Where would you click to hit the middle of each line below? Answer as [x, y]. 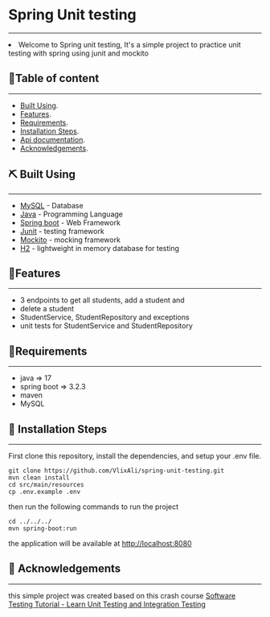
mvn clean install [39, 478]
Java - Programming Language [71, 214]
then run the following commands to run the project [94, 507]
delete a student [47, 309]
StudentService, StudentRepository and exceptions [105, 317]
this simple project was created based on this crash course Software [122, 595]
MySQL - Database [51, 205]
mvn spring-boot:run [43, 529]
